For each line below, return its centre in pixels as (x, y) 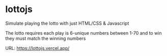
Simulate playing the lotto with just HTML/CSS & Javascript (67, 23)
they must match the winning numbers (46, 38)
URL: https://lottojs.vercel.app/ (37, 48)
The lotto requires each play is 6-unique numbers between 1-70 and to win (83, 33)
